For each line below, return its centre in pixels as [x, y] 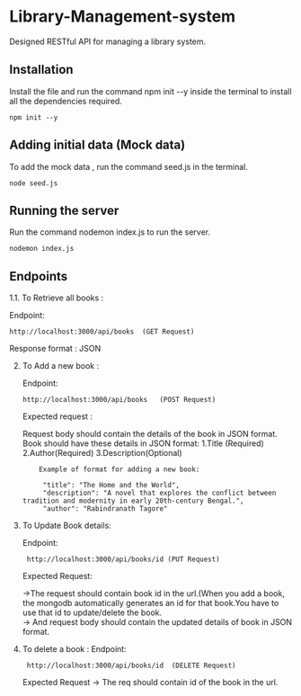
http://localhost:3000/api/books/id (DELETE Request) [131, 666]
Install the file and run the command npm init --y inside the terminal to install [150, 91]
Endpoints [39, 276]
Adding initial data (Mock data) [97, 145]
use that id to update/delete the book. [92, 612]
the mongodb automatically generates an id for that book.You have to [150, 603]
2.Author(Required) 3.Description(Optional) [102, 453]
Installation [41, 70]
